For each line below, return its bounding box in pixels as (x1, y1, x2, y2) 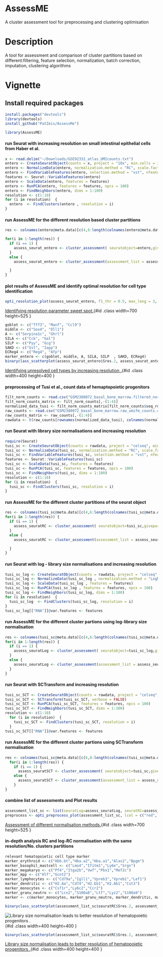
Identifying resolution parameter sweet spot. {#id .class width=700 (5, 308, 137, 314)
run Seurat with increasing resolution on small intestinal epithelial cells (5, 140, 151, 146)
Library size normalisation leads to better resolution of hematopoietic (5, 941, 143, 947)
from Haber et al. (5, 145, 40, 151)
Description (5, 36, 53, 47)
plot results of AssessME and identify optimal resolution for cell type (5, 283, 147, 289)
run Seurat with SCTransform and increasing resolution (5, 681, 119, 688)
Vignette (5, 80, 41, 91)
